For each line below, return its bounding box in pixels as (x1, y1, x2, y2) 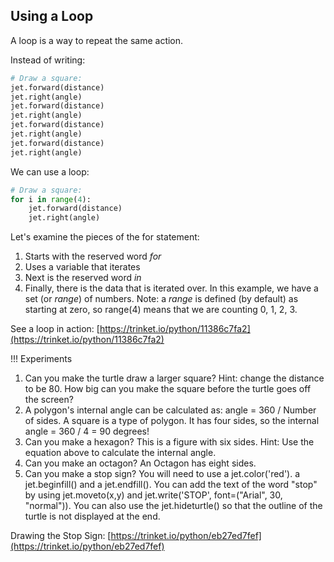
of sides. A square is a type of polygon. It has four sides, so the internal (24, 415, 320, 427)
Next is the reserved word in (24, 272, 142, 284)
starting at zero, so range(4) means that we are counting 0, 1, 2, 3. (24, 304, 298, 316)
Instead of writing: (10, 54, 86, 66)
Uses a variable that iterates (24, 261, 141, 273)
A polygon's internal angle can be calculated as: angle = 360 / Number (24, 404, 317, 416)
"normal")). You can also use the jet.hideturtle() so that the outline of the (24, 500, 323, 512)
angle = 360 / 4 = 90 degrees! (24, 425, 150, 438)
